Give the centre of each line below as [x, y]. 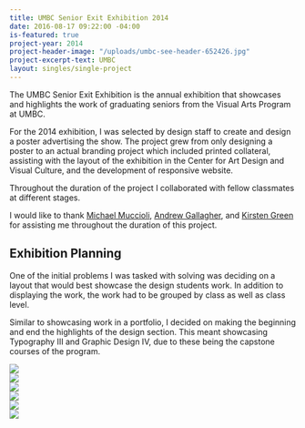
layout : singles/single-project [71, 69]
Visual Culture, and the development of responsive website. [122, 170]
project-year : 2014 [46, 43]
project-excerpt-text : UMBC [63, 60]
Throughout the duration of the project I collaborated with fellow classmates [152, 188]
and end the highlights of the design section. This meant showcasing [139, 331]
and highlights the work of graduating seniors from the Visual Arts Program [150, 104]
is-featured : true [44, 35]
